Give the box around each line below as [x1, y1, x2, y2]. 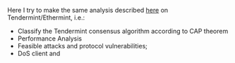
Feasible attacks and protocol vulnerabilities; [17, 42, 148, 50]
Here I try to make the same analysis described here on [7, 6, 169, 14]
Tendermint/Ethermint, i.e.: [7, 13, 85, 22]
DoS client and [17, 49, 61, 57]
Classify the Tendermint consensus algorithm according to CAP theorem [17, 27, 229, 35]
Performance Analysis [17, 34, 83, 43]
